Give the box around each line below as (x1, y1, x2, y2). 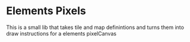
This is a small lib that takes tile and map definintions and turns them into (6, 24, 184, 31)
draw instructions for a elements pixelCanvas (6, 30, 117, 37)
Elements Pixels (6, 4, 86, 18)
